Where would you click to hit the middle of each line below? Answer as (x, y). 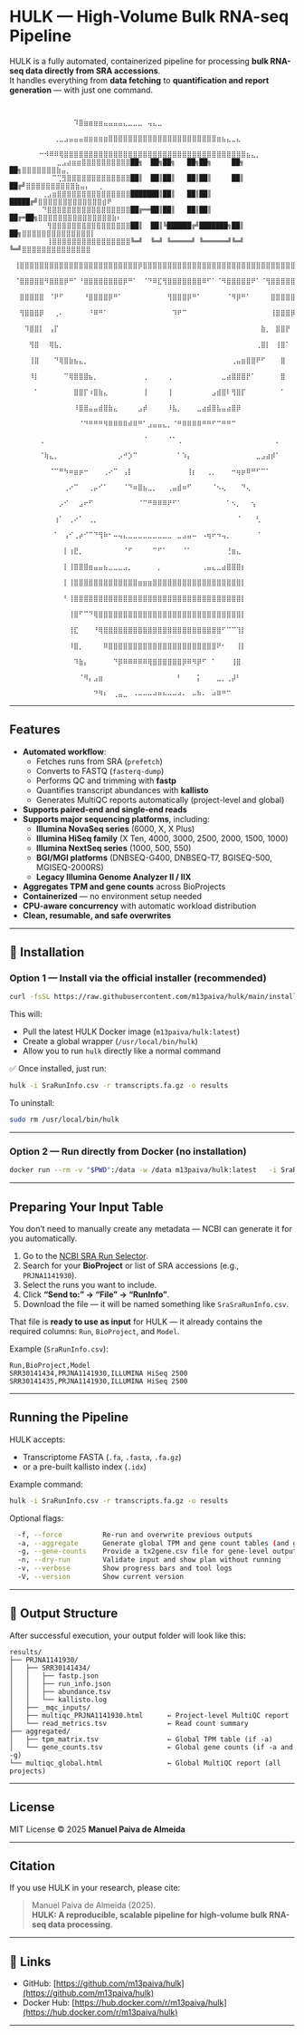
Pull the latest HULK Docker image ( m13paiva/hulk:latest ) (131, 1032)
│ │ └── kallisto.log (58, 1700)
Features (35, 730)
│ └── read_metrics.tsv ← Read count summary (129, 1723)
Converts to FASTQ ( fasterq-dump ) (100, 770)
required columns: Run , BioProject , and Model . (95, 1332)
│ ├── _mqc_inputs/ (50, 1707)
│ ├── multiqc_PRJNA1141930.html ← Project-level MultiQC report (149, 1715)
